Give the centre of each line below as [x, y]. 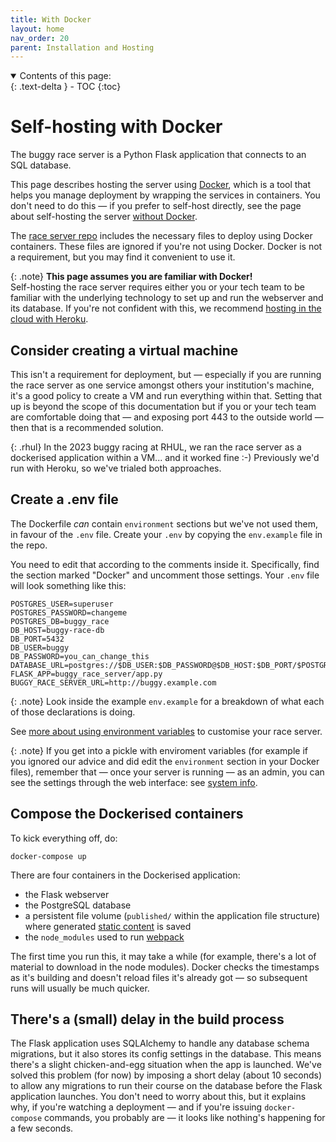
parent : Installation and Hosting [82, 47]
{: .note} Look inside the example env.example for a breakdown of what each [167, 701]
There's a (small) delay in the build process [147, 1019]
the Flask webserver [67, 894]
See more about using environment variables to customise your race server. [166, 731]
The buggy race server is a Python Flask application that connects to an [158, 155]
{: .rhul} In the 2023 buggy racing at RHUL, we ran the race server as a [156, 447]
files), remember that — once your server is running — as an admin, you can [167, 772]
